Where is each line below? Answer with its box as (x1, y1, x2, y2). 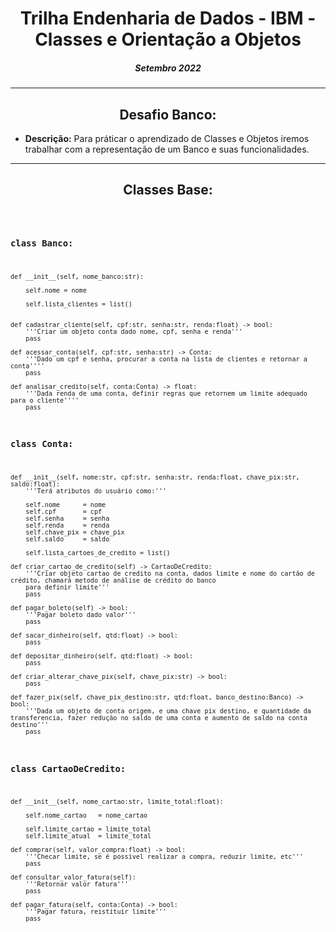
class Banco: (10, 238, 74, 249)
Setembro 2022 (134, 62, 202, 74)
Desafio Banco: (119, 106, 217, 123)
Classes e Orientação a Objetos (34, 28, 302, 51)
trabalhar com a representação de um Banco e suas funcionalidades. (24, 143, 310, 155)
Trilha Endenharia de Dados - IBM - (19, 7, 317, 30)
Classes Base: (123, 182, 213, 199)
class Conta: (10, 438, 74, 450)
